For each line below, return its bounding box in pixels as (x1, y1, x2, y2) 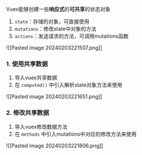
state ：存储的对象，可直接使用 (14, 18, 89, 25)
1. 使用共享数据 (6, 59, 49, 68)
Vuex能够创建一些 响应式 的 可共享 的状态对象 (6, 6, 111, 12)
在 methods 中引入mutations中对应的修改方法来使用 (14, 131, 137, 138)
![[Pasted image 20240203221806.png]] (6, 142, 103, 149)
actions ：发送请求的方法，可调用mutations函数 (14, 33, 129, 40)
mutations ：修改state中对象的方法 (14, 26, 96, 32)
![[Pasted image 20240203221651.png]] (6, 93, 102, 100)
